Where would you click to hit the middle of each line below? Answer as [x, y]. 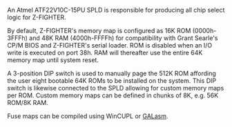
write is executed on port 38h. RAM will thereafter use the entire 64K [105, 52]
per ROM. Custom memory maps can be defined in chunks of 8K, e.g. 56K [113, 95]
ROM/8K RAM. [28, 102]
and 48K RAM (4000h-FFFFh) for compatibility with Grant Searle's [124, 38]
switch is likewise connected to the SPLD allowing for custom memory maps [116, 88]
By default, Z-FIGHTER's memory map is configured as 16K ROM [99, 31]
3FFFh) [17, 38]
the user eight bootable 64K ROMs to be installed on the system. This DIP [112, 81]
